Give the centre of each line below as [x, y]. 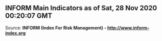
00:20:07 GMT [29, 16]
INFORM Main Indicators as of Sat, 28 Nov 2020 [81, 8]
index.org [15, 33]
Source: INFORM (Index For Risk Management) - [56, 28]
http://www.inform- [128, 28]
